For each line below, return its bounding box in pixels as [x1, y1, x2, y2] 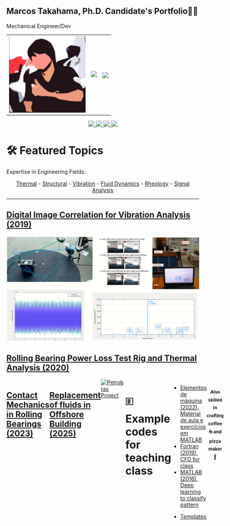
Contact [6, 390, 38, 401]
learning [180, 488, 201, 495]
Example [125, 412, 171, 426]
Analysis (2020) [6, 362, 70, 373]
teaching [125, 451, 172, 465]
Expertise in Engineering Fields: [6, 168, 86, 175]
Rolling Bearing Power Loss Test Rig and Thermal [6, 353, 197, 363]
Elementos [180, 384, 207, 391]
